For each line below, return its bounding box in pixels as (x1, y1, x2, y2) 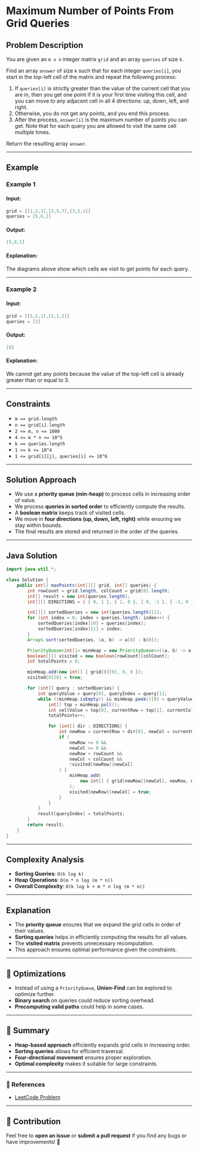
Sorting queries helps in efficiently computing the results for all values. (14, 934, 188, 941)
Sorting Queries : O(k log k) (14, 870, 84, 878)
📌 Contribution (6, 1116, 61, 1126)
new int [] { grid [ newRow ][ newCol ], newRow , (80, 778, 189, 784)
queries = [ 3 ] (6, 318, 41, 325)
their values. (14, 927, 45, 935)
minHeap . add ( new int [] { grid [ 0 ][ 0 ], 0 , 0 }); (27, 669, 144, 675)
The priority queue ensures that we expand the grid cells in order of (14, 921, 181, 928)
